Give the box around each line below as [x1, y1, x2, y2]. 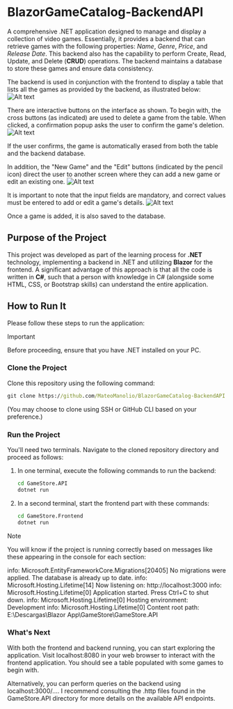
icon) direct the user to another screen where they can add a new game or [7, 170, 220, 178]
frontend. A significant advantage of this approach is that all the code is [7, 265, 212, 274]
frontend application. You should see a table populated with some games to [7, 658, 224, 667]
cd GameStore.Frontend [17, 513, 83, 520]
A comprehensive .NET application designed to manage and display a [7, 27, 207, 36]
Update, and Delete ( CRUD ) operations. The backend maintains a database [7, 56, 223, 65]
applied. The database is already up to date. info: [7, 573, 147, 582]
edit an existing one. [7, 177, 65, 185]
